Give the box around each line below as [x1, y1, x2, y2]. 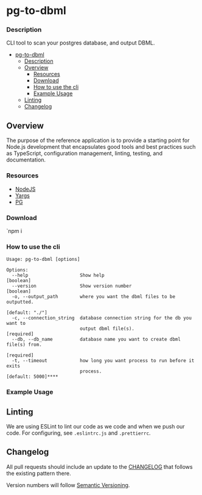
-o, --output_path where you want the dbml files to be [12, 294, 175, 300]
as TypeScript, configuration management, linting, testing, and [6, 150, 163, 157]
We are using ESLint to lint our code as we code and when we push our [6, 422, 185, 430]
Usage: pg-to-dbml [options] [6, 257, 80, 263]
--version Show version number [12, 283, 132, 290]
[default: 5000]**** [6, 374, 59, 380]
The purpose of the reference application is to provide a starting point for [6, 137, 190, 144]
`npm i [6, 227, 23, 235]
